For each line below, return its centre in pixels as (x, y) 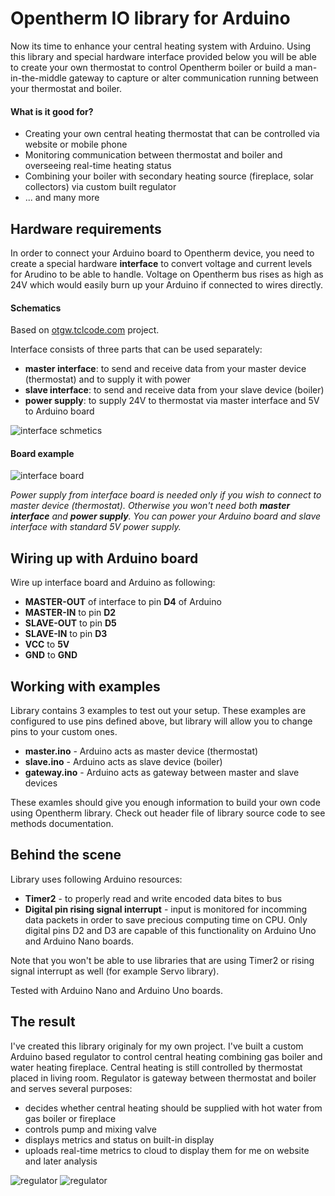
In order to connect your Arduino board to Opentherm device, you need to (162, 253)
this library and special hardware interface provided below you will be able (163, 56)
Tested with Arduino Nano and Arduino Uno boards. (117, 990)
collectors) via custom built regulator (100, 187)
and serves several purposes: (71, 1088)
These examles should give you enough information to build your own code (165, 802)
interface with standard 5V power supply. (96, 527)
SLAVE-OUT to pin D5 (70, 623)
